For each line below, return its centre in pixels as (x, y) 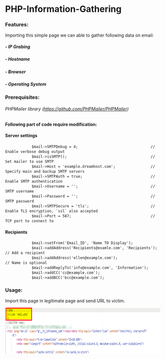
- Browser (16, 72)
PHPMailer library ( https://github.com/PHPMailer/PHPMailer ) (67, 109)
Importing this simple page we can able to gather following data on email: (80, 35)
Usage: (14, 290)
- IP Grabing (18, 47)
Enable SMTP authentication (34, 181)
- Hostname (18, 59)
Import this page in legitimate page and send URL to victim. (65, 301)
